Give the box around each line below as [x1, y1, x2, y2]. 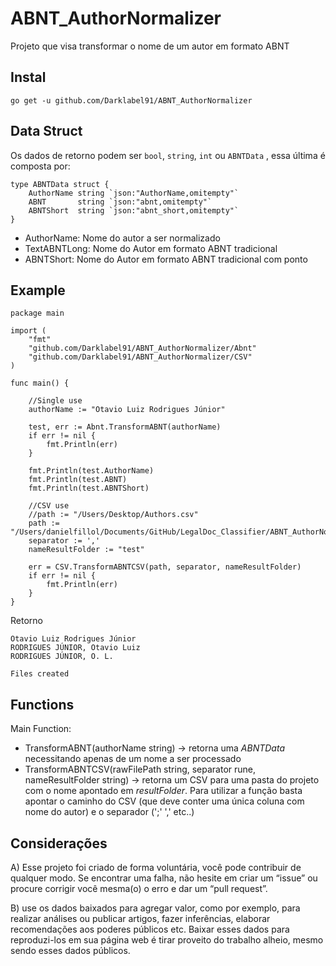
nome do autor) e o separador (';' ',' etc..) [24, 806, 195, 818]
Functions [10, 696, 75, 713]
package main [10, 308, 65, 319]
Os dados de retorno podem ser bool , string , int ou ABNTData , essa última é [10, 149, 326, 161]
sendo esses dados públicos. [10, 945, 131, 956]
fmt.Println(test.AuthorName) [28, 466, 155, 476]
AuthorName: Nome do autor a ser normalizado [24, 232, 221, 244]
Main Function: [10, 723, 72, 735]
